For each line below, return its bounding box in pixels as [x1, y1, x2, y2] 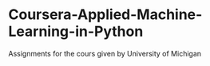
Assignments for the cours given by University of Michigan [8, 49, 202, 58]
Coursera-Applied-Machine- [8, 6, 203, 24]
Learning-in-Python [8, 22, 144, 41]
